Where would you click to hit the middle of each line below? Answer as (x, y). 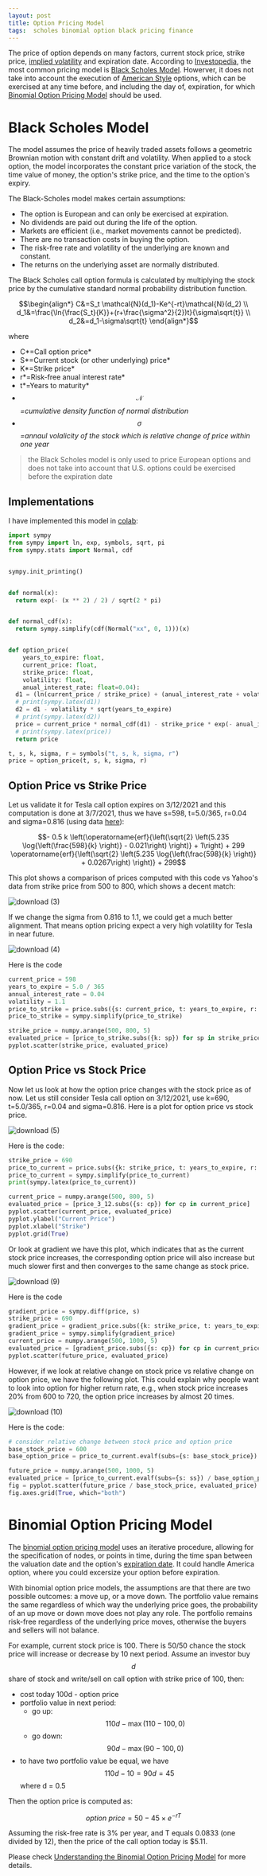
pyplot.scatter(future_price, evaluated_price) (89, 1356)
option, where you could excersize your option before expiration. (114, 1572)
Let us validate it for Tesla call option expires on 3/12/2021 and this (117, 805)
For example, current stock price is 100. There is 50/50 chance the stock (127, 1645)
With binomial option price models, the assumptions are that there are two (130, 1587)
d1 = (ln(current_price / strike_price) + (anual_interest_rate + (128, 695)
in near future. (31, 934)
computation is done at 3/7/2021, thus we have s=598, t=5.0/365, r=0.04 (128, 813)
